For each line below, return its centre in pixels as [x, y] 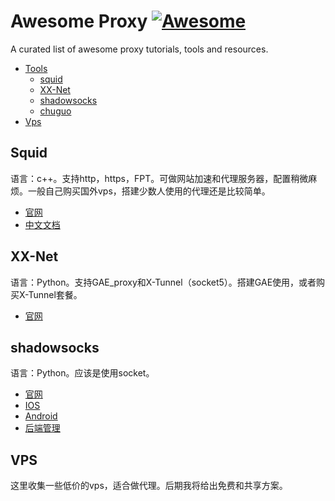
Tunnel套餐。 [55, 294]
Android [41, 416]
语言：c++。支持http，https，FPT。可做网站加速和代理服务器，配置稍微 [159, 178]
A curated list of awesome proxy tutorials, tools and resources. [139, 49]
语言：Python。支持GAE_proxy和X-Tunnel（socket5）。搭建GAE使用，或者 [163, 282]
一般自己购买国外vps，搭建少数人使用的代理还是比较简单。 [149, 191]
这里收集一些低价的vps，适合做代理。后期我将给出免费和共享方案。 [149, 486]
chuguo [55, 111]
